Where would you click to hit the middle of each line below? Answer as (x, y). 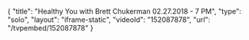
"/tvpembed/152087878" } (50, 28)
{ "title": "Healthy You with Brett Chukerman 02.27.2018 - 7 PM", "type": (125, 11)
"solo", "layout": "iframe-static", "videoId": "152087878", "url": (109, 20)
